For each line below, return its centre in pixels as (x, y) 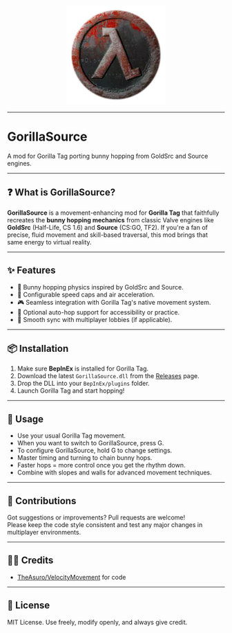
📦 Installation (38, 348)
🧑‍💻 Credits (30, 561)
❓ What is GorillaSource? (61, 193)
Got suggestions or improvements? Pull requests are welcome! (96, 517)
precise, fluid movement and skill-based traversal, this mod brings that (108, 235)
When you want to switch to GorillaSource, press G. (90, 443)
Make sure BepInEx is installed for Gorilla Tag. (83, 368)
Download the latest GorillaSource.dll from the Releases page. (108, 376)
